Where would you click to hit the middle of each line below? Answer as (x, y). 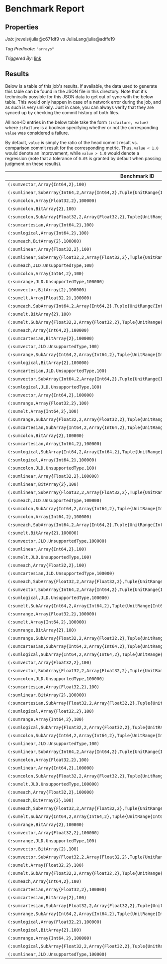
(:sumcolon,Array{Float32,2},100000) (52, 200)
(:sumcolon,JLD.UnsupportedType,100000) (56, 678)
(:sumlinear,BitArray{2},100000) (47, 695)
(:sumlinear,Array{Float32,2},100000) (53, 476)
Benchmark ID (137, 176)
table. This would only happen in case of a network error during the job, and (83, 102)
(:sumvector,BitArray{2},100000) (47, 289)
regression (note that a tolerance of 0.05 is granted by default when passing (83, 158)
